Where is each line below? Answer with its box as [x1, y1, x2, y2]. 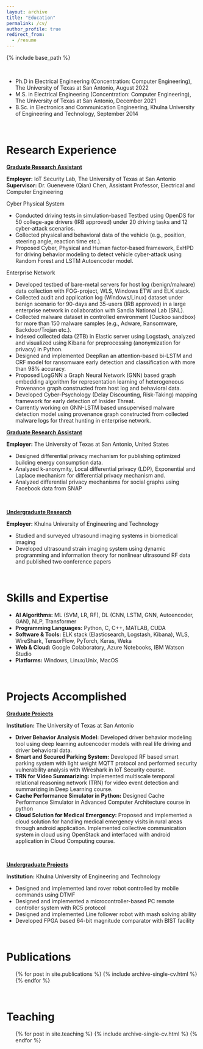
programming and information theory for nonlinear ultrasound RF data [15, 551, 191, 559]
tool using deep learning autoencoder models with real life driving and [15, 740, 191, 747]
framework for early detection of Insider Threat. [15, 397, 135, 404]
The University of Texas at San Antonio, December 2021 [15, 97, 157, 104]
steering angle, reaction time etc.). [15, 237, 102, 245]
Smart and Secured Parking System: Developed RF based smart [15, 753, 179, 760]
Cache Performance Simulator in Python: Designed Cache [15, 792, 165, 799]
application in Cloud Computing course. [15, 837, 115, 845]
